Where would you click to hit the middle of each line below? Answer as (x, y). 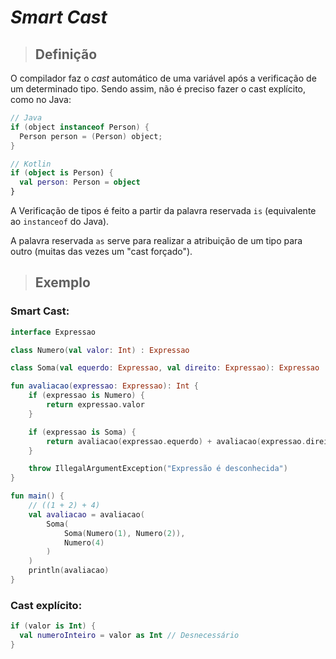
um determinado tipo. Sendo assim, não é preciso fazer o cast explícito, (158, 89)
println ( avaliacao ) (69, 571)
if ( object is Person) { (62, 173)
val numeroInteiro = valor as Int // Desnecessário (129, 636)
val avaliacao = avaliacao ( (86, 514)
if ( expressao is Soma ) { (82, 432)
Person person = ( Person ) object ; (91, 136)
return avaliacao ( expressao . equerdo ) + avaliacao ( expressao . (176, 441)
